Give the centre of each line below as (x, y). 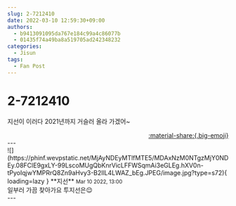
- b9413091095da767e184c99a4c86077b (67, 33)
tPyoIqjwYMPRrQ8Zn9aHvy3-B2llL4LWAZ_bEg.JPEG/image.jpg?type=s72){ (117, 172)
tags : (15, 60)
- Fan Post (29, 66)
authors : (20, 27)
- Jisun (25, 53)
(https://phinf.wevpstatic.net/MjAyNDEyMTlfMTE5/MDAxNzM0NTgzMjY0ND (118, 157)
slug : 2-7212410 (31, 14)
